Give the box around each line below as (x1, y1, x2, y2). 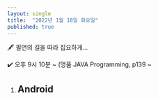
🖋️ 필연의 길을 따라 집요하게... (7, 43, 88, 52)
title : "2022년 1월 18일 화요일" (7, 17, 99, 24)
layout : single (7, 10, 52, 17)
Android (17, 83, 54, 95)
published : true (7, 23, 54, 30)
